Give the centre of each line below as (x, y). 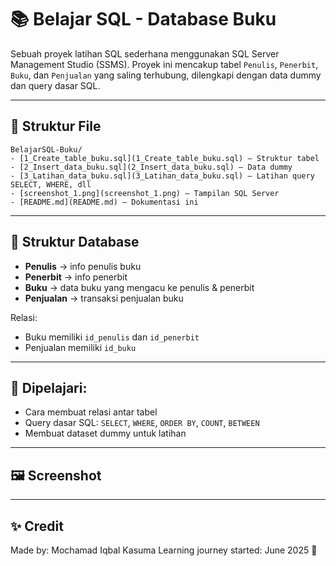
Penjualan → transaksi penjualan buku (104, 298)
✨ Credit (37, 526)
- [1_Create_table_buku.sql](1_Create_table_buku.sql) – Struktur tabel (165, 158)
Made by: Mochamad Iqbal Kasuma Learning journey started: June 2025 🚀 (164, 550)
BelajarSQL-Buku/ (46, 149)
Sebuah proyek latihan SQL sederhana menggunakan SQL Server (145, 53)
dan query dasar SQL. (55, 85)
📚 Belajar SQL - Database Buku (143, 19)
